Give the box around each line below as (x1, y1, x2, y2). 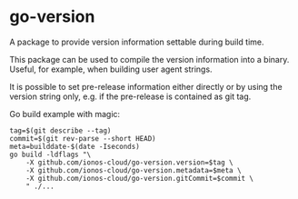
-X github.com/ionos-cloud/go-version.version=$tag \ (25, 157, 233, 167)
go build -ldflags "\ (9, 150, 92, 159)
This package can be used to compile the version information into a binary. (9, 54, 290, 65)
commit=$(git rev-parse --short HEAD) (9, 134, 156, 143)
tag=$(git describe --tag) (9, 125, 112, 135)
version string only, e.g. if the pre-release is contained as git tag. (9, 91, 252, 102)
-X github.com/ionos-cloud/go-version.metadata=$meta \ (25, 165, 243, 174)
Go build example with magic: (9, 108, 121, 119)
